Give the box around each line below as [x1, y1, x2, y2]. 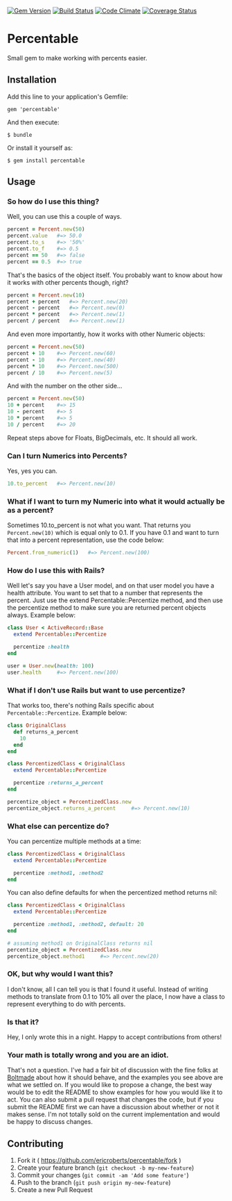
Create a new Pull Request [17, 1186, 93, 1194]
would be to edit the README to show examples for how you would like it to [7, 1088, 223, 1097]
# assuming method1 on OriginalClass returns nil [7, 940, 154, 947]
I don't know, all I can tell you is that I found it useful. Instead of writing [7, 985, 208, 993]
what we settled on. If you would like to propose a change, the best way [7, 1081, 213, 1089]
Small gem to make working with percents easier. [7, 53, 148, 62]
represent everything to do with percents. [7, 1000, 126, 1008]
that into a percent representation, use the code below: [7, 536, 164, 545]
